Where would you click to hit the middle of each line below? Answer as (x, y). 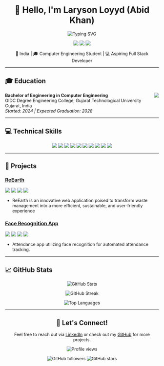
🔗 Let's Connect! (82, 323)
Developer (82, 60)
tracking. (21, 249)
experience (23, 211)
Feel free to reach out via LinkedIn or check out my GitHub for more (82, 335)
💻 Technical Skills (33, 131)
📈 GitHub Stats (29, 270)
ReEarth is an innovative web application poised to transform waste (80, 201)
